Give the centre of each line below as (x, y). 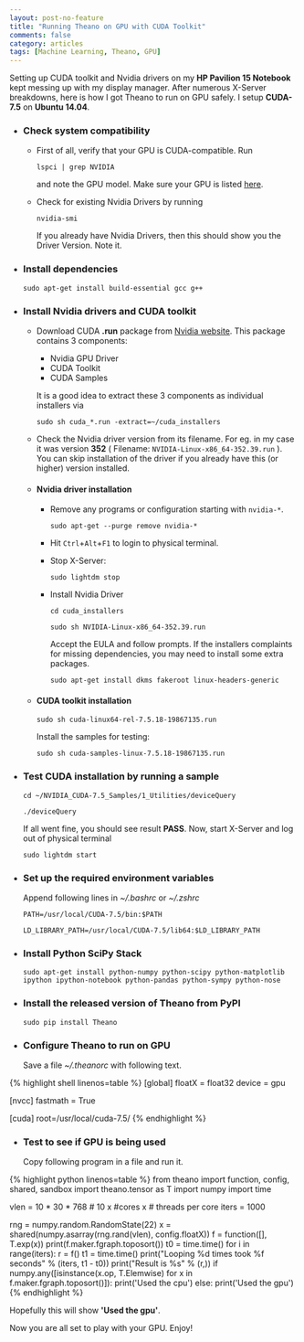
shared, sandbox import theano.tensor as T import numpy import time (141, 1189)
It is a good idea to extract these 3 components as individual (150, 396)
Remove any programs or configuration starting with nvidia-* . (167, 509)
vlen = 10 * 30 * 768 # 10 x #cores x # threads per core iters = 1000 (138, 1207)
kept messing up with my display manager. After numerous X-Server (138, 88)
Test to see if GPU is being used (94, 1142)
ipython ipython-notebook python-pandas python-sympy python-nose (152, 980)
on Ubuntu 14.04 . (56, 107)
